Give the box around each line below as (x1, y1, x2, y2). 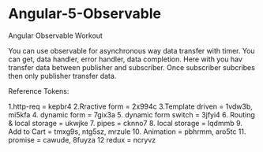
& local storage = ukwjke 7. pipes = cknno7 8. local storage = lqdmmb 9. (8, 118, 243, 128)
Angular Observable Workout (8, 31, 103, 40)
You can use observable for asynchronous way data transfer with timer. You (8, 46, 255, 55)
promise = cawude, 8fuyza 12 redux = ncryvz (8, 135, 156, 144)
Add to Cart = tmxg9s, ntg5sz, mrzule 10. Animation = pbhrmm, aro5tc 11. (8, 127, 246, 136)
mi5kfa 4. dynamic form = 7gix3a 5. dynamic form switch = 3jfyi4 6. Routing (8, 109, 255, 119)
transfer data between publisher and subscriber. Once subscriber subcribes (8, 62, 255, 72)
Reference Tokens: (8, 86, 70, 95)
